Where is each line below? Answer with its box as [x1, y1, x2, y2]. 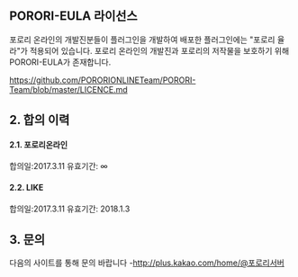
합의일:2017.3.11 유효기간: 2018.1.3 [9, 203, 131, 214]
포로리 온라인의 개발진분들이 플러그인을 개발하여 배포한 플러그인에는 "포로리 [9, 34, 276, 45]
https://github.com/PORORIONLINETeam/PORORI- [9, 75, 196, 85]
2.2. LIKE [9, 183, 44, 192]
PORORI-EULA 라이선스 [9, 8, 138, 24]
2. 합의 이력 [9, 112, 70, 128]
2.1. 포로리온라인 [9, 138, 68, 150]
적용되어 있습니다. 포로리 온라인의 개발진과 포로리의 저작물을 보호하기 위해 [30, 45, 290, 56]
